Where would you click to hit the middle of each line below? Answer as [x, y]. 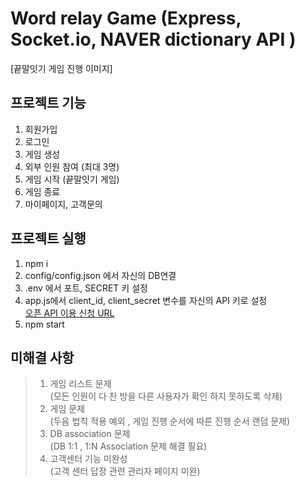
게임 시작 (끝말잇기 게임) [72, 179]
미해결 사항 [42, 357]
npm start [44, 324]
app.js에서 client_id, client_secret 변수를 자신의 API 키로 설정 [146, 300]
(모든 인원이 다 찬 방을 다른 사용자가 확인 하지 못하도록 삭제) [166, 396]
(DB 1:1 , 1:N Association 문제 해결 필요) [128, 446]
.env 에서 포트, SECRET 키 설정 [86, 288]
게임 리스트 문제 [80, 384]
